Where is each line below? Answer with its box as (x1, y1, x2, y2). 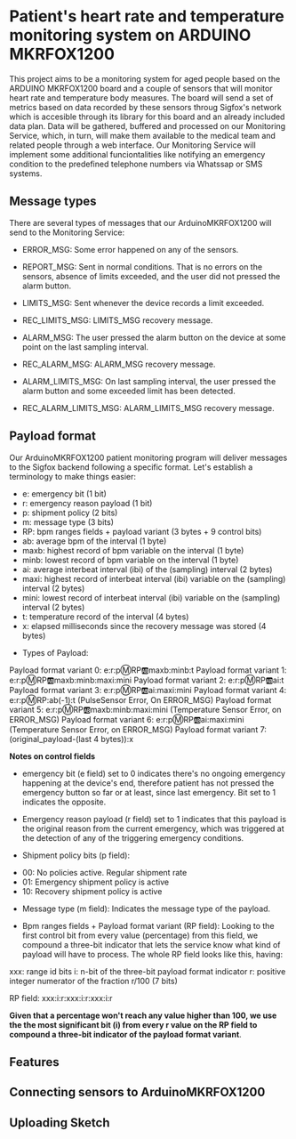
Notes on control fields (9, 750, 96, 762)
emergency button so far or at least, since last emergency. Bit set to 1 (21, 787, 276, 797)
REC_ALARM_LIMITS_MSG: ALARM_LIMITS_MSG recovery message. (21, 402, 275, 413)
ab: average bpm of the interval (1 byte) (21, 536, 167, 546)
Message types (9, 194, 97, 209)
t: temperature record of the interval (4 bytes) (21, 611, 189, 622)
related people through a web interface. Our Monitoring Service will (9, 140, 256, 150)
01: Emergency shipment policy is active (21, 876, 170, 887)
